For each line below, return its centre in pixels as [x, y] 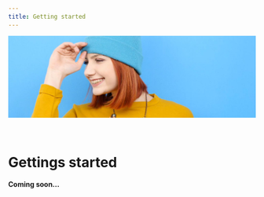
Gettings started [63, 162]
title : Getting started [47, 16]
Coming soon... [34, 184]
